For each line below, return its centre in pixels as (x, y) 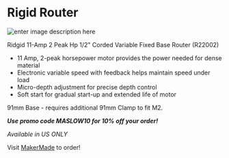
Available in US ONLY (38, 134)
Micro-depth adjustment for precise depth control (87, 87)
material (28, 65)
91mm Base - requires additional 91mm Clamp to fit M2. (85, 107)
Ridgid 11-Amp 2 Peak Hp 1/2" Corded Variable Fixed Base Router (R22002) (113, 44)
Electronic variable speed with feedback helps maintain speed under (113, 73)
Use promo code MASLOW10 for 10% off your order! (83, 120)
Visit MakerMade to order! (44, 147)
